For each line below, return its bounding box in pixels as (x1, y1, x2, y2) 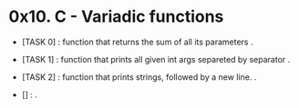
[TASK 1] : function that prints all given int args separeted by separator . (21, 54, 291, 64)
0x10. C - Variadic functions (8, 6, 224, 27)
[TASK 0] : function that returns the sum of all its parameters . (21, 36, 253, 47)
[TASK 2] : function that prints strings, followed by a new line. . (21, 71, 257, 83)
